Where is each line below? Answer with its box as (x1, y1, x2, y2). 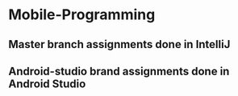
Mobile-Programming (8, 6, 156, 24)
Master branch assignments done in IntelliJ (8, 38, 231, 51)
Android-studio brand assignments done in (8, 64, 230, 78)
